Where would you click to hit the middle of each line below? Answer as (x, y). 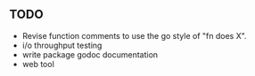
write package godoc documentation (90, 54)
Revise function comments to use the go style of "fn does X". (134, 35)
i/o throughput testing (62, 45)
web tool (38, 64)
